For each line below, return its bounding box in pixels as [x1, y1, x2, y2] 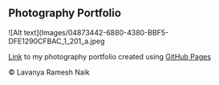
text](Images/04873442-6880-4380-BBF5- [23, 27, 169, 37]
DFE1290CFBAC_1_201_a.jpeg [8, 36, 106, 46]
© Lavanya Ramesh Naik [8, 67, 90, 77]
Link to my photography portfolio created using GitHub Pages [8, 51, 211, 61]
